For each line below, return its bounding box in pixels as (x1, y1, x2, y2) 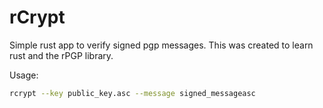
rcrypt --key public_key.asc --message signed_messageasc (9, 88, 256, 98)
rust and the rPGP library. (9, 49, 114, 61)
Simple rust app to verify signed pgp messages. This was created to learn (9, 39, 314, 51)
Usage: (9, 69, 39, 81)
